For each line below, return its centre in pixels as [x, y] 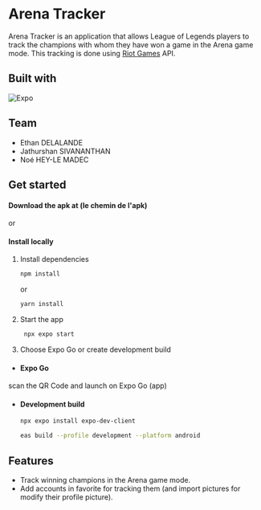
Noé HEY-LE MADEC [54, 159]
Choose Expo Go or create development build [95, 349]
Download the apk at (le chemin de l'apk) [78, 205]
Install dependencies [55, 259]
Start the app [42, 320]
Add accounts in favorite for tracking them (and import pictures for [130, 488]
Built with [33, 78]
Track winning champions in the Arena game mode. [105, 479]
